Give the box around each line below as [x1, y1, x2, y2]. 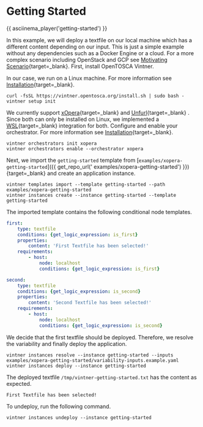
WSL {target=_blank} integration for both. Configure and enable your [6, 121, 179, 129]
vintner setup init [6, 98, 56, 104]
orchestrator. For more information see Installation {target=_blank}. [6, 128, 173, 136]
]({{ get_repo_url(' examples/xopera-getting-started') [47, 163, 182, 170]
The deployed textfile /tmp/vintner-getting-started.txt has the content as [6, 373, 197, 381]
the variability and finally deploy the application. [6, 340, 127, 347]
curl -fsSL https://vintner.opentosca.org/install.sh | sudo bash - [6, 93, 185, 99]
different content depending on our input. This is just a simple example [6, 43, 185, 50]
